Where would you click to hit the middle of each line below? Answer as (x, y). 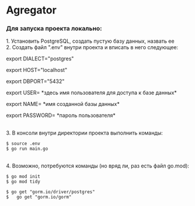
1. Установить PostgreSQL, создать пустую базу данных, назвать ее (90, 41)
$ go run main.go (27, 149)
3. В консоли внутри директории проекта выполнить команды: (85, 133)
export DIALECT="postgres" (40, 59)
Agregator (31, 10)
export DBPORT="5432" (35, 81)
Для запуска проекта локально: (54, 29)
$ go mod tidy (23, 182)
